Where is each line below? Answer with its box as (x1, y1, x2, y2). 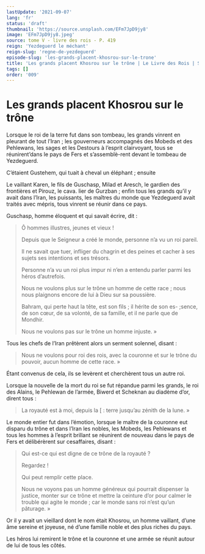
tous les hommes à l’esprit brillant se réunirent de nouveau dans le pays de (6, 432, 195, 439)
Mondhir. (21, 316, 44, 323)
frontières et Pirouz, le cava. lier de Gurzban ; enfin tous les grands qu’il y (6, 187, 192, 195)
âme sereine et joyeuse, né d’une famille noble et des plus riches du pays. (6, 523, 192, 531)
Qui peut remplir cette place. (21, 474, 93, 481)
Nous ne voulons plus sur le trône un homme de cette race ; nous (21, 285, 186, 292)
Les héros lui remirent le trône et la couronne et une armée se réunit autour (6, 535, 195, 542)
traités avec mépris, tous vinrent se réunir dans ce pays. (6, 200, 148, 208)
